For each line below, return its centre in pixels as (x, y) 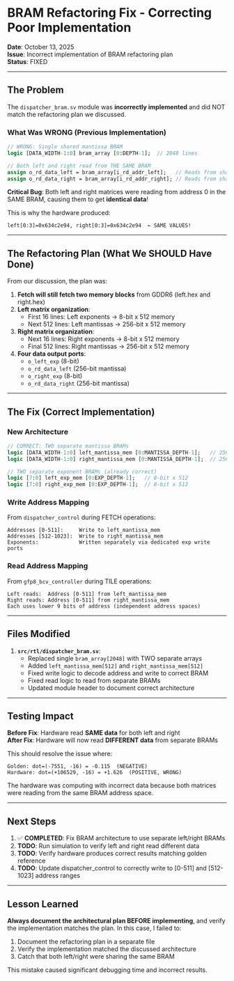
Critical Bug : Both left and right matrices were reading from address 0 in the (117, 192)
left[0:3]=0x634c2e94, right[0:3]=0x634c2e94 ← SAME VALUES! (99, 226)
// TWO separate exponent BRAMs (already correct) (82, 471)
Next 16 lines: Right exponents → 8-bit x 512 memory (103, 339)
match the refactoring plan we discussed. (67, 114)
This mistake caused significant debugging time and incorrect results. (107, 970)
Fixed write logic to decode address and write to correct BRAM (118, 673)
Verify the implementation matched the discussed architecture (107, 949)
